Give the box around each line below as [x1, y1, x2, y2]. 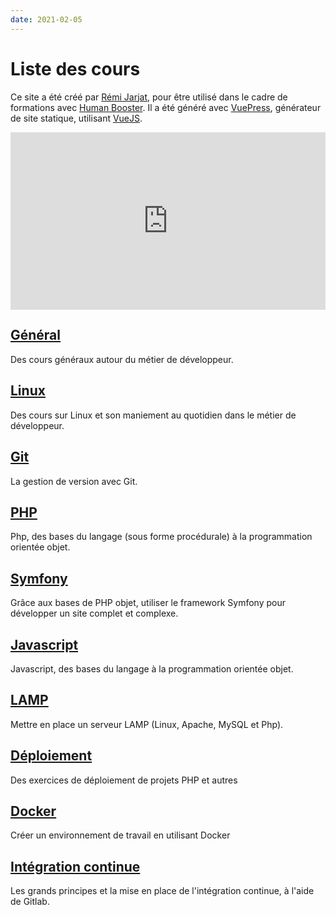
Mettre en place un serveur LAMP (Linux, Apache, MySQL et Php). [10, 718, 284, 730]
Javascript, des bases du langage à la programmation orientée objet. [10, 662, 294, 675]
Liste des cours [10, 57, 141, 80]
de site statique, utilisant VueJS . [10, 112, 143, 124]
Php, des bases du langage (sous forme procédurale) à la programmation [10, 531, 313, 543]
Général [10, 327, 62, 344]
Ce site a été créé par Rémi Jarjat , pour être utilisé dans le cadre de [10, 91, 288, 103]
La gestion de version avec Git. [10, 475, 138, 487]
